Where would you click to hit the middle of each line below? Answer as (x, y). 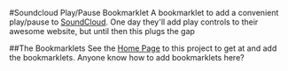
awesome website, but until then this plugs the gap (102, 31)
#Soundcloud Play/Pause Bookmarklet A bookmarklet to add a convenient (144, 13)
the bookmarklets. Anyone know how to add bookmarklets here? (127, 57)
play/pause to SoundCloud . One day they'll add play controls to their (134, 22)
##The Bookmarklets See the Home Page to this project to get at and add (143, 48)
